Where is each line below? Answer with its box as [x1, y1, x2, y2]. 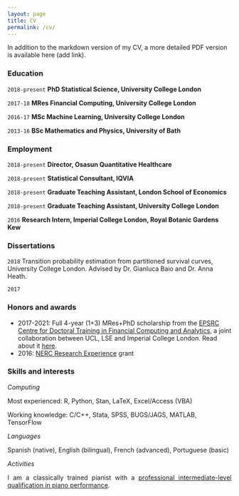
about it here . [17, 341, 58, 350]
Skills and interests [7, 366, 75, 376]
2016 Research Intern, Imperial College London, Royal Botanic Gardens [7, 215, 219, 224]
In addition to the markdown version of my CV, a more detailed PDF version [7, 43, 228, 52]
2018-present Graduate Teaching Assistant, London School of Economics [7, 187, 227, 196]
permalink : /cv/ [7, 24, 55, 31]
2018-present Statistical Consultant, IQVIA [7, 174, 134, 182]
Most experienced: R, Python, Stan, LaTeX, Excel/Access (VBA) [7, 396, 193, 405]
